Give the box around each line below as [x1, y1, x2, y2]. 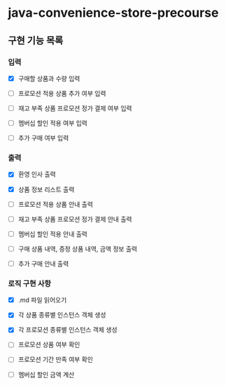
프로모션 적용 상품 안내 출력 [17, 200, 94, 208]
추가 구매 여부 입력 [17, 134, 69, 143]
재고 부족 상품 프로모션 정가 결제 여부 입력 [17, 104, 132, 112]
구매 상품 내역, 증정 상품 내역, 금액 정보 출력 [17, 245, 138, 253]
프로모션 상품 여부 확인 [17, 340, 80, 349]
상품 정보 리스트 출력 [17, 185, 75, 194]
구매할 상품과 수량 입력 [17, 74, 80, 82]
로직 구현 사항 [8, 278, 52, 288]
